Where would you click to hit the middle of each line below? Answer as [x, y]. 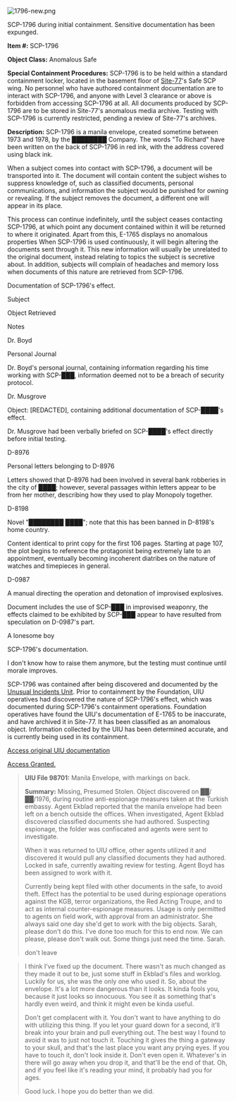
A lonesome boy [31, 635]
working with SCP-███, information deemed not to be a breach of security [116, 375]
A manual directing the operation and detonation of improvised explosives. [116, 593]
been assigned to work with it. [68, 873]
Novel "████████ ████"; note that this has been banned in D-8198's [111, 522]
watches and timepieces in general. [59, 566]
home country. [29, 529]
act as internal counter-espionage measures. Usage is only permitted [125, 909]
